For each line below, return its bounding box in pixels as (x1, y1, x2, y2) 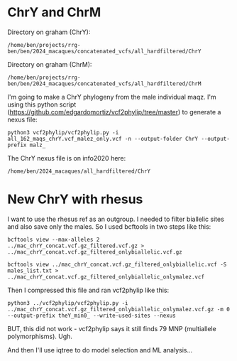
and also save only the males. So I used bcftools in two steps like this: (7, 222, 211, 231)
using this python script (7, 100, 77, 109)
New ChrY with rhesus (7, 191, 143, 208)
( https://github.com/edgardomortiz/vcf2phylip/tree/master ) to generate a (7, 107, 221, 116)
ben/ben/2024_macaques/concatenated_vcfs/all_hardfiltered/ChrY (7, 48, 202, 55)
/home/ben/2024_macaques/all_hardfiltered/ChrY (7, 168, 151, 175)
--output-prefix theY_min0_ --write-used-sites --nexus (7, 312, 176, 319)
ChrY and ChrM (7, 4, 101, 21)
